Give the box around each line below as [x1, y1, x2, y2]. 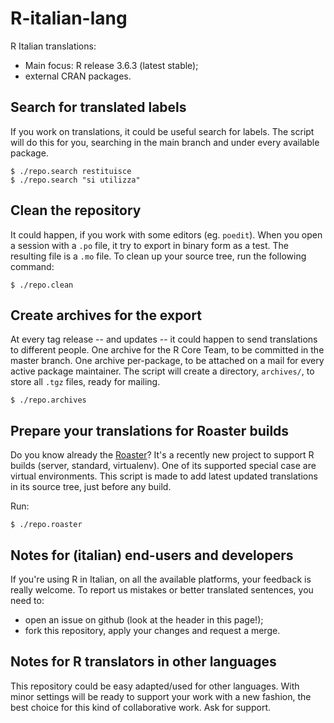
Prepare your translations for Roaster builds [10, 422, 290, 439]
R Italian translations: [10, 40, 97, 52]
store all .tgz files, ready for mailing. [10, 376, 161, 388]
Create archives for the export [10, 307, 202, 324]
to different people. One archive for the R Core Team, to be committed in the [10, 344, 325, 356]
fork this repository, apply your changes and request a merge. [24, 625, 281, 636]
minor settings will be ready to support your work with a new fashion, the [10, 690, 312, 702]
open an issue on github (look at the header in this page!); [24, 614, 264, 626]
